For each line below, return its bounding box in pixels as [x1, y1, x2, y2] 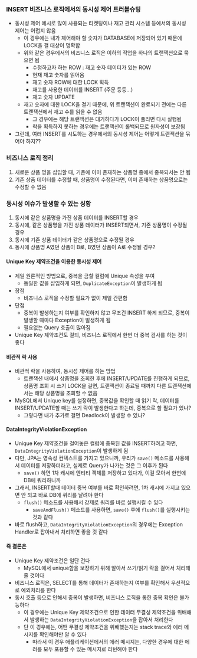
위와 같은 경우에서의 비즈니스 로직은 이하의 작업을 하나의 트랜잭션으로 [23, 49, 183, 57]
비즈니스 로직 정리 [6, 154, 54, 162]
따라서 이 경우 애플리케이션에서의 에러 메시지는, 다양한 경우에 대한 [32, 638, 184, 645]
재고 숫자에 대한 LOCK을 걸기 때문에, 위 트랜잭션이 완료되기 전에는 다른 [23, 101, 187, 108]
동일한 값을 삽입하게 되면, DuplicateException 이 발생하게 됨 [23, 280, 163, 287]
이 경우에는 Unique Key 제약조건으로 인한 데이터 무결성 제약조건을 [23, 608, 176, 616]
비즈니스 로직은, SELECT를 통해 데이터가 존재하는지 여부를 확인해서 [14, 579, 170, 586]
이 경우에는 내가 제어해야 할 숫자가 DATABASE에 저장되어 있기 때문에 [23, 34, 182, 42]
